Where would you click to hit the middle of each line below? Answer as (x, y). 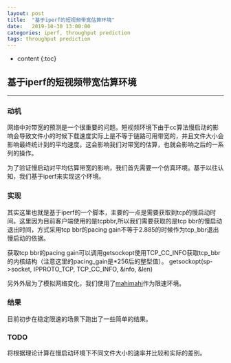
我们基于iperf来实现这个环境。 (62, 177)
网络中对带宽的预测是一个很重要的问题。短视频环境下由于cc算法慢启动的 (110, 127)
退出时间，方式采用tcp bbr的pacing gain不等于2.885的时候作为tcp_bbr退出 (113, 229)
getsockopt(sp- (191, 261)
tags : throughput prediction (49, 39)
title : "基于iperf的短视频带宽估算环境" (61, 20)
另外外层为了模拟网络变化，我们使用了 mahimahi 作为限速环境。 (96, 283)
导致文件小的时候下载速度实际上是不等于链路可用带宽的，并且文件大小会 (121, 136)
